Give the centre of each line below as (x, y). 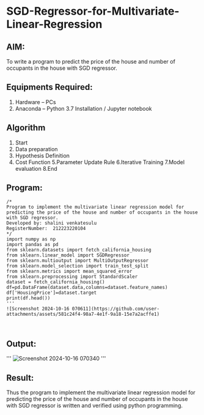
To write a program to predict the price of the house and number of (91, 62)
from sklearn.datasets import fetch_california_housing (79, 250)
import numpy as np (31, 239)
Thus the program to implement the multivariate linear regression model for (101, 392)
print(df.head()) (28, 298)
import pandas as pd (33, 245)
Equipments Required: (49, 87)
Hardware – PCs (35, 102)
